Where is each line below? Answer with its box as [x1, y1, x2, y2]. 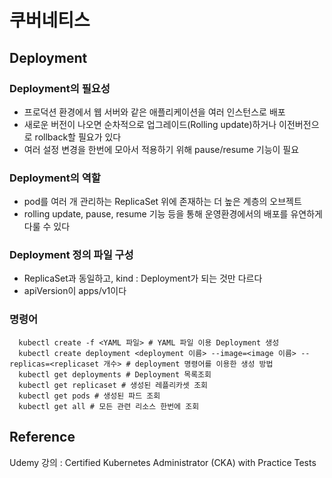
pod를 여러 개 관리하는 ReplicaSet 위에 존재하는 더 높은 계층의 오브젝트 [23, 196, 302, 208]
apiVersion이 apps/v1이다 [23, 285, 127, 297]
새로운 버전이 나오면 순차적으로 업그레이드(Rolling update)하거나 [23, 118, 277, 130]
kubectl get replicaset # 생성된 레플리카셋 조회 [18, 380, 209, 390]
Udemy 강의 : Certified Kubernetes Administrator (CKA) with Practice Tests [9, 456, 317, 468]
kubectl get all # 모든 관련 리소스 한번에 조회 [18, 401, 200, 411]
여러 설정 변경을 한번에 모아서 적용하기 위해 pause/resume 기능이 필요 [23, 143, 300, 155]
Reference [9, 429, 76, 446]
